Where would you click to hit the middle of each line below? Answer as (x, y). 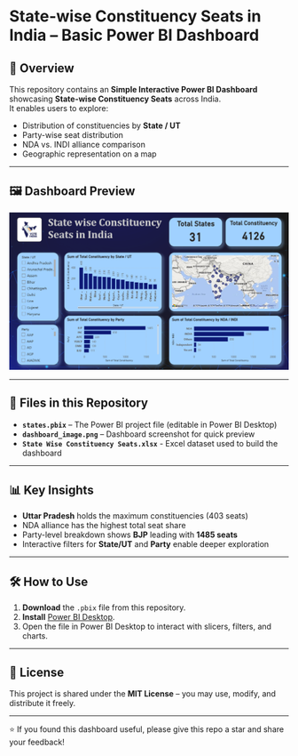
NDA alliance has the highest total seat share (104, 526)
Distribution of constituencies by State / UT (101, 125)
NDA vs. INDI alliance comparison (84, 145)
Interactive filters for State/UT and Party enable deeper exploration (145, 544)
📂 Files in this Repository (79, 403)
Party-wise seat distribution (73, 135)
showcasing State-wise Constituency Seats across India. (115, 99)
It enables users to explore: (59, 108)
